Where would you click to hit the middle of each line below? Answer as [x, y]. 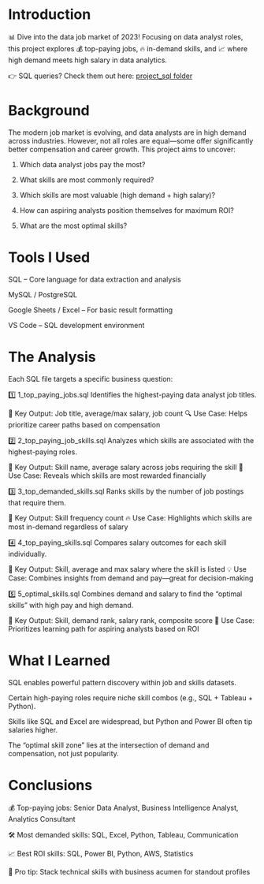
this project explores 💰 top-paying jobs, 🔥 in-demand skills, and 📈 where [128, 48]
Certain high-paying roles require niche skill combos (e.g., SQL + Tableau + [131, 698]
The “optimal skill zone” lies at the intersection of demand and [109, 745]
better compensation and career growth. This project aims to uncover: [122, 149]
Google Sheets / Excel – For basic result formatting [91, 310]
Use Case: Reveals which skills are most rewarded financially [107, 476]
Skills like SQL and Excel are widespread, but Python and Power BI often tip [130, 721]
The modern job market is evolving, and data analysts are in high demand [127, 132]
